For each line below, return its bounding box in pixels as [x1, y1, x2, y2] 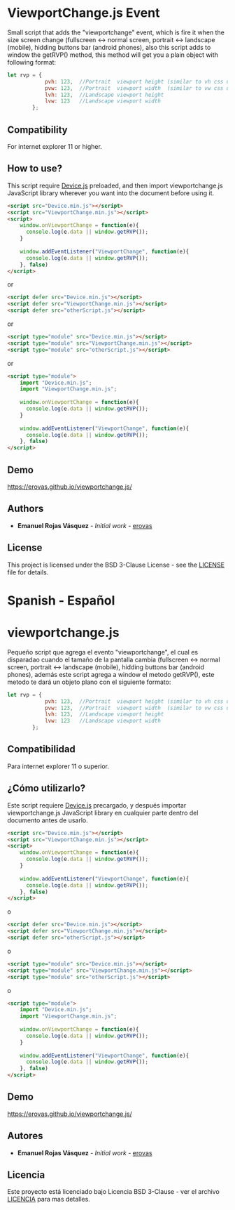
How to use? [7, 163, 63, 175]
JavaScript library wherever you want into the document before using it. [7, 188, 215, 197]
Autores [7, 1130, 43, 1142]
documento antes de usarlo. [7, 816, 89, 824]
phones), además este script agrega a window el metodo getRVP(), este [7, 670, 215, 678]
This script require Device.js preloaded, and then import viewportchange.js [7, 181, 223, 190]
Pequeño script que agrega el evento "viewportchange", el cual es [7, 647, 198, 656]
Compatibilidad [7, 743, 76, 756]
